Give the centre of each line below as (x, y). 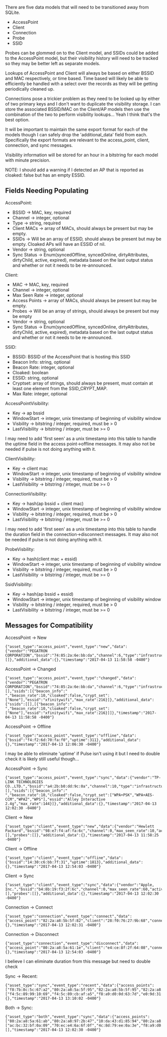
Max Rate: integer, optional (40, 394)
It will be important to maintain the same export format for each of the (77, 129)
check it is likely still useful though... (42, 759)
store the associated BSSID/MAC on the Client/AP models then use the (78, 109)
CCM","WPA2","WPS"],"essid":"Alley (42, 799)
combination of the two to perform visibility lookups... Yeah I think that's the (83, 114)
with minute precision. (28, 160)
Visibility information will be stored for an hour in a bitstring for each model (82, 155)
